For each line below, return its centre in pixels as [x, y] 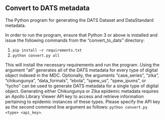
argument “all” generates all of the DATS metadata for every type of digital [82, 70]
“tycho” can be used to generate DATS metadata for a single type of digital [82, 86]
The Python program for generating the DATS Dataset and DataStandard [79, 20]
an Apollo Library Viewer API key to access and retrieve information [75, 96]
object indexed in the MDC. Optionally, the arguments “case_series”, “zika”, [82, 75]
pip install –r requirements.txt [47, 50]
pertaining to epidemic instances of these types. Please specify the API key [83, 102]
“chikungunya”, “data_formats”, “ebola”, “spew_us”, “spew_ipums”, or [76, 80]
